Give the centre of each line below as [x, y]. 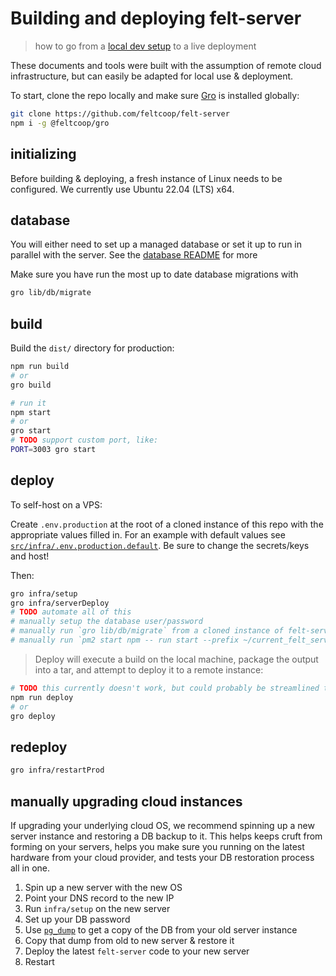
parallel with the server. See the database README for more [134, 255]
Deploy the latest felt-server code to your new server [137, 951]
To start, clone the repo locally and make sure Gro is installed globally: [155, 95]
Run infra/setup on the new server [97, 908]
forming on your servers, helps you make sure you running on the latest [157, 846]
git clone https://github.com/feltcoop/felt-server [120, 113]
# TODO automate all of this [71, 612]
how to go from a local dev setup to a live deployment [145, 46]
